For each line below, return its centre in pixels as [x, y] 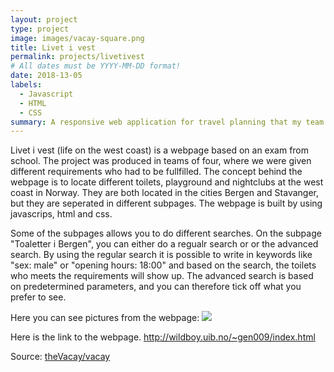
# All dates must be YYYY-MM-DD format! [96, 66]
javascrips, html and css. [61, 214]
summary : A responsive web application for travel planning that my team [167, 122]
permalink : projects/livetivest [77, 57]
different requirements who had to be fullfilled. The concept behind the [156, 172]
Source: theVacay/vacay [60, 357]
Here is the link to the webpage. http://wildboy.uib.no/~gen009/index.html [163, 337]
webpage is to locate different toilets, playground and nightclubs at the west [167, 182]
